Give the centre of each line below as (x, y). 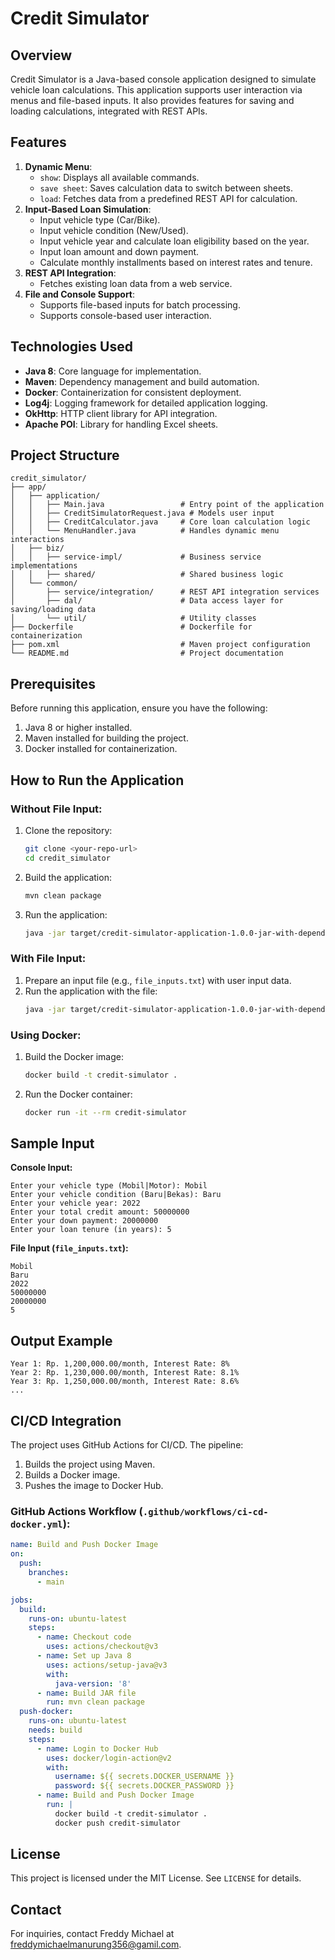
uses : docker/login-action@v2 (109, 1758)
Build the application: (68, 877)
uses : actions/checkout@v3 (102, 1647)
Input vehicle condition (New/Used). (114, 230)
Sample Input (52, 1143)
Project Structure (65, 455)
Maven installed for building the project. (106, 738)
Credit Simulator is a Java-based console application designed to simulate (163, 79)
